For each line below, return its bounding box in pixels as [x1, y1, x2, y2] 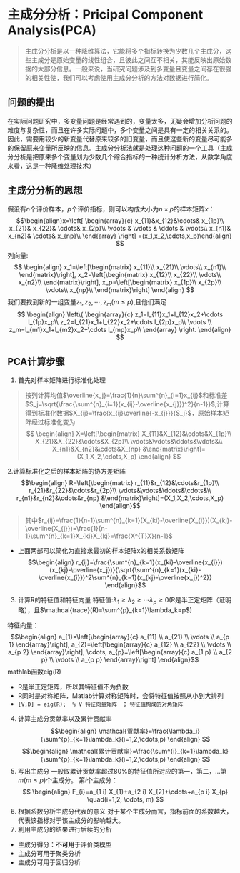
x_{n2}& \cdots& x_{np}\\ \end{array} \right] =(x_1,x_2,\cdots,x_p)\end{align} [8, 231, 232, 240]
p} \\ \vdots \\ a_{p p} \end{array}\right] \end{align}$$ [41, 655, 199, 664]
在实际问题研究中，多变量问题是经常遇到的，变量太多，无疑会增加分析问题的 [7, 116, 233, 125]
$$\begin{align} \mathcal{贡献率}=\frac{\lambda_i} [50, 727, 200, 735]
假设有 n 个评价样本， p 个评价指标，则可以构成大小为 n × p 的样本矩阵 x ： [7, 204, 215, 213]
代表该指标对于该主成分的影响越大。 [17, 816, 125, 824]
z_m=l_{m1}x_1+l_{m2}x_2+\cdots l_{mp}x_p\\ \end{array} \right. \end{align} [9, 326, 231, 334]
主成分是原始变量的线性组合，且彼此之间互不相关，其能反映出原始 [31, 55, 226, 64]
